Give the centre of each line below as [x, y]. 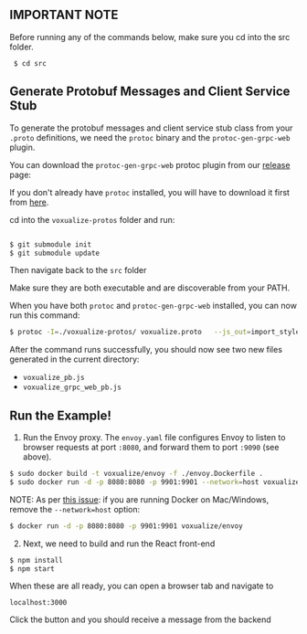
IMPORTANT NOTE [64, 15]
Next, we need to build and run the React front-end [119, 544]
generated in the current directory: [74, 359]
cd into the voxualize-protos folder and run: [92, 219]
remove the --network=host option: [75, 509]
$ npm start [32, 569]
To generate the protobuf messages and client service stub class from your [151, 128]
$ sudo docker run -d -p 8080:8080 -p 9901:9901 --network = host [134, 482]
